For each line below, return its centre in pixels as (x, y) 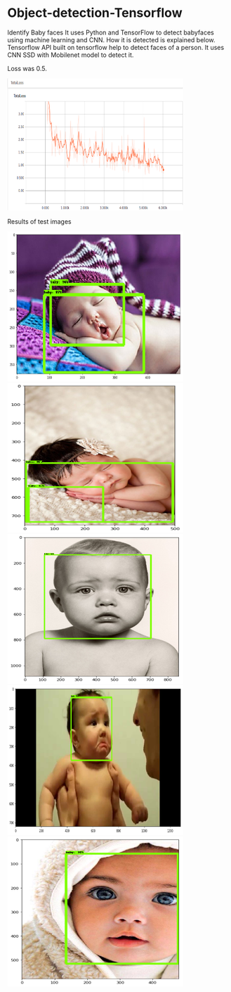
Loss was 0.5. (27, 68)
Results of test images (39, 221)
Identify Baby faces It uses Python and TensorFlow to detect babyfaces (111, 32)
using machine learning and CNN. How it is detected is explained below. (111, 39)
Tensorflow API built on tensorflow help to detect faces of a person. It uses (116, 47)
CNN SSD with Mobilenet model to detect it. (71, 55)
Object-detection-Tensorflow (95, 13)
